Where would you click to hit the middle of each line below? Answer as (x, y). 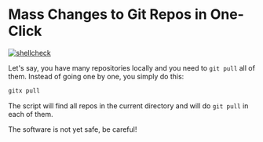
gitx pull (24, 91)
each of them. (31, 114)
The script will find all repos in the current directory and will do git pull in (128, 106)
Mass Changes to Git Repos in (108, 15)
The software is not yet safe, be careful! (73, 129)
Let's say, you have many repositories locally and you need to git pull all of (131, 67)
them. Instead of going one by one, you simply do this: (96, 76)
